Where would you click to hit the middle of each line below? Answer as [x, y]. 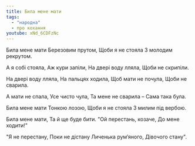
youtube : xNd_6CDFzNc [33, 33]
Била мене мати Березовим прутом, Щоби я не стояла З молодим [89, 50]
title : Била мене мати [34, 11]
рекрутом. [19, 56]
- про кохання [28, 28]
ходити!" [17, 125]
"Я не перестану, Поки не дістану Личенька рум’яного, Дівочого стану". [97, 137]
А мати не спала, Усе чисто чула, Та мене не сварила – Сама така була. [96, 97]
